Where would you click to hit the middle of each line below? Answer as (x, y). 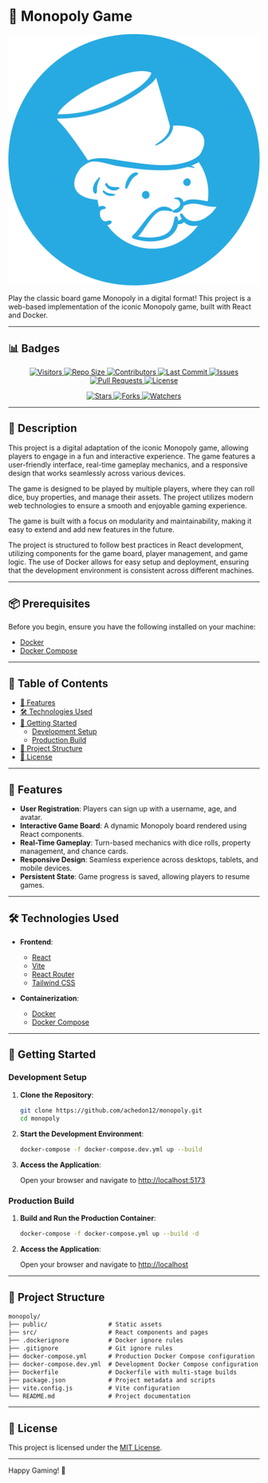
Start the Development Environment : (82, 1134)
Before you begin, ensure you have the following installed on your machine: (132, 627)
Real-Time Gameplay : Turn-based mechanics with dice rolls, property (135, 842)
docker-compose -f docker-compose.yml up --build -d (109, 1234)
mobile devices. (46, 868)
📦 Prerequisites (49, 603)
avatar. (31, 817)
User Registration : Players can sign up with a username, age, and (128, 809)
